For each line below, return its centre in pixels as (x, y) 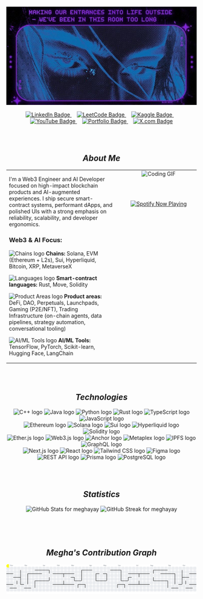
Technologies (101, 397)
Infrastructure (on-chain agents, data (55, 316)
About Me (101, 158)
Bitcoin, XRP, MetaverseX (40, 266)
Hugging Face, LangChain (41, 353)
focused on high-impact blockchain (53, 186)
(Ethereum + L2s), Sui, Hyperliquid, (53, 260)
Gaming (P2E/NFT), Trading (43, 309)
